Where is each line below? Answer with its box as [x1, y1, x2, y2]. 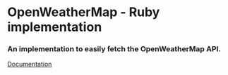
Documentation [7, 60, 52, 69]
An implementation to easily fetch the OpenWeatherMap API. [7, 44, 221, 54]
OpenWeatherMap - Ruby [7, 4, 160, 20]
